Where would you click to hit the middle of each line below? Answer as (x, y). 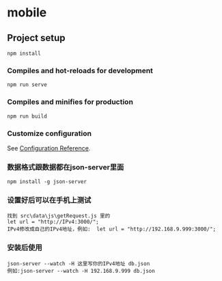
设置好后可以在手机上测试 (49, 200)
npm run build (27, 116)
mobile (27, 13)
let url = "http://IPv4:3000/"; (53, 222)
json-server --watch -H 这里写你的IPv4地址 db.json (79, 264)
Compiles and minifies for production (70, 102)
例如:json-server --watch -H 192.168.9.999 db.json (81, 271)
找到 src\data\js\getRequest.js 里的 (59, 216)
